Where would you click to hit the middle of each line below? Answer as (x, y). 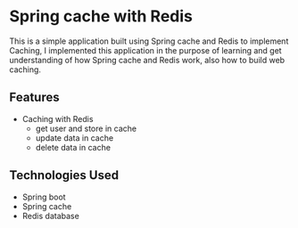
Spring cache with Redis (101, 16)
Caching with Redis (58, 118)
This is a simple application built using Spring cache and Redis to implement (149, 41)
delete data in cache (73, 147)
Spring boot (44, 197)
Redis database (51, 216)
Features (34, 98)
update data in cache (74, 138)
